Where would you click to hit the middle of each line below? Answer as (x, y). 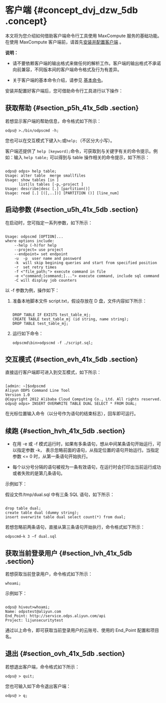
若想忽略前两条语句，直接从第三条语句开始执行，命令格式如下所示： (75, 527)
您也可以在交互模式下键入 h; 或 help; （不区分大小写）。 (60, 140)
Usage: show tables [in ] (32, 180)
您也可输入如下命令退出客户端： (38, 686)
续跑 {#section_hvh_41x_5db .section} (65, 431)
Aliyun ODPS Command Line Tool (38, 391)
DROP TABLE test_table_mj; (40, 323)
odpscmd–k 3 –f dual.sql (31, 537)
